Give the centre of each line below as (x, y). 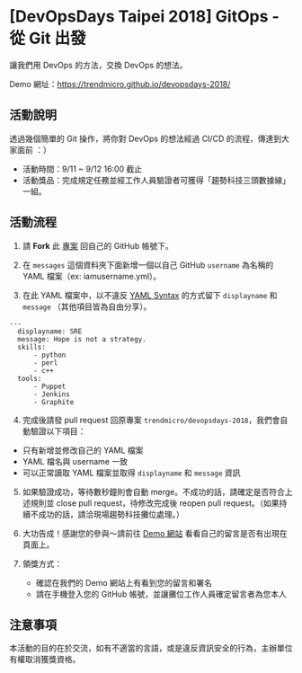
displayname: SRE (50, 331)
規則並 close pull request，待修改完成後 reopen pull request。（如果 (155, 503)
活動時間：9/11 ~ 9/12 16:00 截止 (82, 169)
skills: (32, 347)
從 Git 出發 (48, 39)
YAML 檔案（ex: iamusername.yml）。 (92, 276)
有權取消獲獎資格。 (45, 660)
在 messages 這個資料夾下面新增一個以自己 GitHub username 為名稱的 (148, 265)
